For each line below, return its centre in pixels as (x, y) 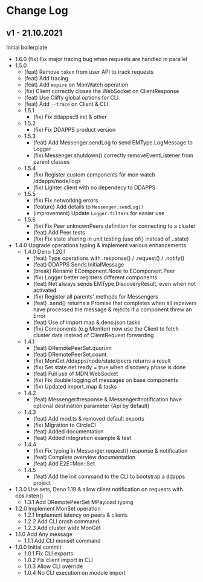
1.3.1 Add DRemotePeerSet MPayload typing (79, 502)
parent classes (51, 162)
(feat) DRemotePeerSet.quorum (72, 348)
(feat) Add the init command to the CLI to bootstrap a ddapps (109, 476)
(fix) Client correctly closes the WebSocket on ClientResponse (101, 91)
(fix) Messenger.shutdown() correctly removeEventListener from (113, 155)
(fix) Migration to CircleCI (65, 425)
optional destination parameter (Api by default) (91, 406)
